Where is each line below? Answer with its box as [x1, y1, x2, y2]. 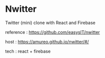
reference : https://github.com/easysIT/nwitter [5, 29, 101, 35]
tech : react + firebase [5, 48, 51, 54]
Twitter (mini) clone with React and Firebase [5, 20, 96, 26]
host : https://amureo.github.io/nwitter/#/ [5, 38, 89, 45]
